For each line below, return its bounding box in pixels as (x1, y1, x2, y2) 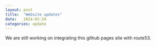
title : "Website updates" (5, 12, 62, 17)
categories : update (5, 21, 47, 26)
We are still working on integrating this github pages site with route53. (5, 35, 151, 41)
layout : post (5, 7, 33, 12)
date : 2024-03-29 (5, 16, 47, 21)
